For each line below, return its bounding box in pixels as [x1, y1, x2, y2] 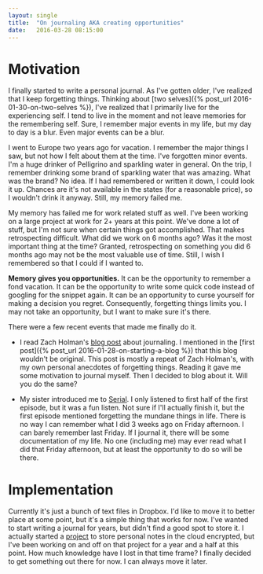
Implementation [8, 480, 114, 499]
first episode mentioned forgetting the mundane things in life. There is [19, 411, 247, 421]
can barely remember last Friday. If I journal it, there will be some [19, 428, 230, 437]
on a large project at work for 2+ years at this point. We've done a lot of [8, 217, 239, 226]
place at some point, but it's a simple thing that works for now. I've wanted [8, 515, 249, 524]
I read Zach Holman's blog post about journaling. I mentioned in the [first [19, 337, 255, 347]
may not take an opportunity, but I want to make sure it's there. [8, 307, 212, 317]
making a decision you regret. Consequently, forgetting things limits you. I [8, 299, 247, 308]
